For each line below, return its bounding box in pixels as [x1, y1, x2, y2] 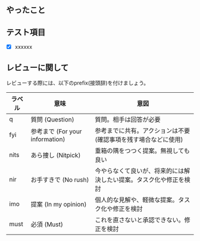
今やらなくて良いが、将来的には [95, 167, 185, 175]
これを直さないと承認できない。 [95, 216, 185, 224]
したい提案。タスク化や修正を [101, 176, 185, 184]
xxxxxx [14, 43, 33, 51]
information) [30, 135, 65, 143]
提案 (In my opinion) [30, 201, 87, 209]
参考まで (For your [30, 127, 82, 136]
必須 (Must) [30, 220, 64, 229]
